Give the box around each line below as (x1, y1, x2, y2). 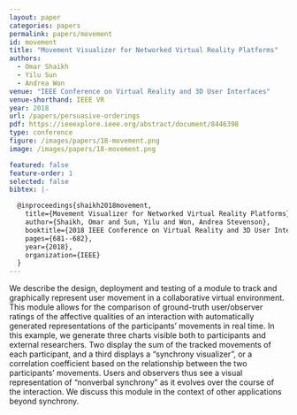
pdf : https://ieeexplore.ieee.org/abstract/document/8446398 (9, 120, 240, 129)
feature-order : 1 (9, 169, 73, 178)
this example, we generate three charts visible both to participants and (9, 330, 267, 341)
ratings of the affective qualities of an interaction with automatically (9, 311, 255, 322)
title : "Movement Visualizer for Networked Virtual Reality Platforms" (9, 46, 278, 55)
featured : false (9, 160, 69, 169)
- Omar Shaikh (17, 63, 69, 72)
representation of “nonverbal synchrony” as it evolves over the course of (9, 377, 275, 388)
